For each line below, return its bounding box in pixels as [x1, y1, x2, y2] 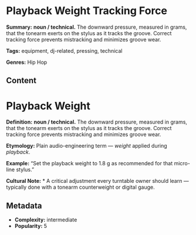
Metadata [6, 200, 42, 210]
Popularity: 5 [14, 223, 48, 230]
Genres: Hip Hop [6, 59, 48, 66]
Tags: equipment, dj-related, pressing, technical [6, 47, 123, 54]
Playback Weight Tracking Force [6, 4, 168, 18]
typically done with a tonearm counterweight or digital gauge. [6, 183, 156, 191]
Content [6, 76, 37, 86]
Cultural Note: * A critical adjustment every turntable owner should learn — [6, 178, 189, 185]
